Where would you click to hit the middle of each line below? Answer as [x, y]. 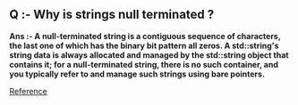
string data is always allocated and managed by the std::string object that [149, 55]
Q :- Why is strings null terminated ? [112, 15]
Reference [28, 91]
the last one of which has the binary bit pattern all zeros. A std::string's [144, 45]
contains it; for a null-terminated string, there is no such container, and [144, 64]
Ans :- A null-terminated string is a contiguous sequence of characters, [145, 36]
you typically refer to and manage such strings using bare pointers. [137, 74]
